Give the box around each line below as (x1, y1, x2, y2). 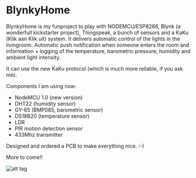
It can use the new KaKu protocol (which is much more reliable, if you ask (6, 65, 183, 72)
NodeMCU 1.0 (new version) (14, 94, 83, 101)
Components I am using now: (6, 82, 77, 89)
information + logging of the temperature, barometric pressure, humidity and (6, 47, 191, 54)
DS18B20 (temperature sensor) (14, 112, 90, 120)
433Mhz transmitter (14, 131, 63, 138)
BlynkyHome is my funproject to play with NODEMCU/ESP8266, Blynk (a (6, 23, 181, 30)
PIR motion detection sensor (14, 125, 83, 132)
